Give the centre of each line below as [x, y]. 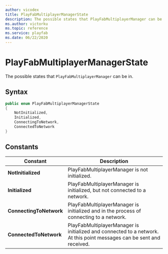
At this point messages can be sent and [114, 237]
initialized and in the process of [104, 210]
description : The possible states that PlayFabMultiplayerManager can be [84, 19]
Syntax [16, 92]
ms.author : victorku [27, 24]
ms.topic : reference [27, 28]
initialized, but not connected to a [107, 190]
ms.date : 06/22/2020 [27, 38]
